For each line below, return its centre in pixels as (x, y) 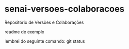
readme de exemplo (24, 32)
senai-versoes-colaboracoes (64, 9)
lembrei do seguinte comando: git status (45, 41)
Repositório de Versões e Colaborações (44, 22)
